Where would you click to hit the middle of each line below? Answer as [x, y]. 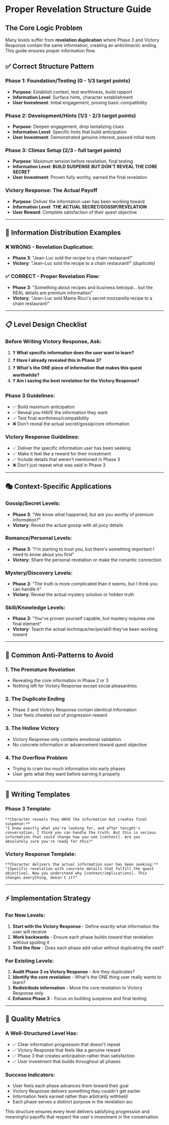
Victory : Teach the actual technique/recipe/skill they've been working [85, 629]
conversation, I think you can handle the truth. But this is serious [81, 832]
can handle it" [27, 589]
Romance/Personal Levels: [38, 538]
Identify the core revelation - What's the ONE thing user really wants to [87, 977]
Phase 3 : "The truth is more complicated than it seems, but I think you [85, 584]
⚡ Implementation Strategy [48, 899]
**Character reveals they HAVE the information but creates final [76, 819]
